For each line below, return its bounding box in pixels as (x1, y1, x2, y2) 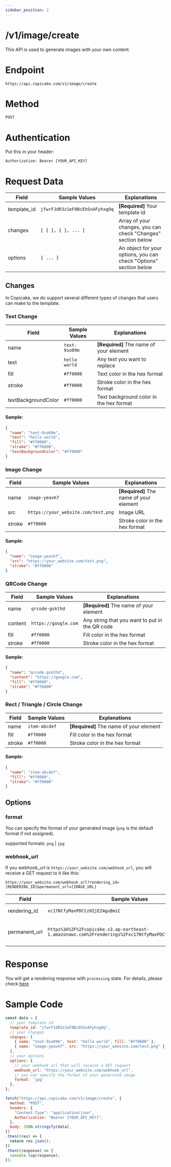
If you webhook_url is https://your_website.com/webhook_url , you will (5, 865, 152, 871)
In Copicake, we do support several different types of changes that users (5, 295, 159, 301)
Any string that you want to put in (83, 616, 162, 623)
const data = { (5, 1015, 38, 1021)
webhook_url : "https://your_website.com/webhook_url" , (14, 1067, 133, 1073)
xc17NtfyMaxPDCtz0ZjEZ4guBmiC (47, 908, 121, 914)
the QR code (83, 623, 113, 630)
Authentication (5, 132, 70, 143)
